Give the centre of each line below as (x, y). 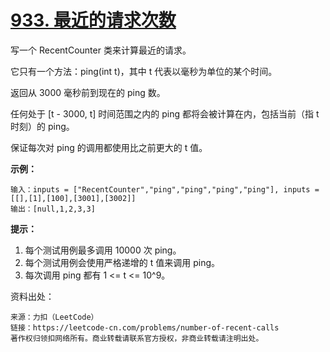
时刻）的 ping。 (42, 126)
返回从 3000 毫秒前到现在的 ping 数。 (88, 92)
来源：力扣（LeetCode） (54, 317)
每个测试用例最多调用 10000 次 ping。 (103, 250)
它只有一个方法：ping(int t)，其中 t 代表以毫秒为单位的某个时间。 (144, 71)
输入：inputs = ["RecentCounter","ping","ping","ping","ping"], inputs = (165, 189)
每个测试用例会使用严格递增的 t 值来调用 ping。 (122, 262)
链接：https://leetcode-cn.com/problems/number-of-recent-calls (145, 327)
